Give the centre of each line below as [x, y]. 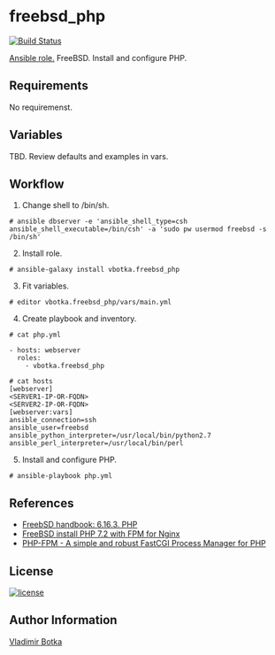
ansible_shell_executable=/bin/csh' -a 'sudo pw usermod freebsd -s [138, 229]
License [31, 571]
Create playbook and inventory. [79, 319]
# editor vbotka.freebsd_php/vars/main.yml [91, 303]
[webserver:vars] [41, 412]
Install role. [42, 253]
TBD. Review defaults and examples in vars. [89, 156]
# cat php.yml [35, 335]
